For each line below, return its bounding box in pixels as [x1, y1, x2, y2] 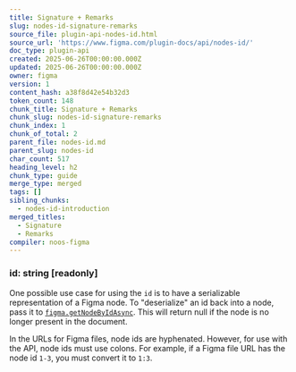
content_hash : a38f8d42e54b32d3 [9, 88, 130, 97]
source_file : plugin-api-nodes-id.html [9, 30, 158, 38]
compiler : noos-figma [9, 238, 90, 247]
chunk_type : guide [9, 171, 78, 180]
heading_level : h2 [9, 163, 78, 172]
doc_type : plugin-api [9, 46, 90, 55]
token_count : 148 [9, 96, 74, 106]
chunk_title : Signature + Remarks [9, 105, 139, 114]
